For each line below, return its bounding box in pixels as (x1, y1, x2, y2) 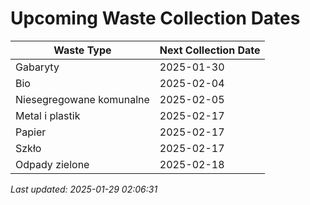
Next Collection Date (159, 43, 261, 57)
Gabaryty (15, 60, 60, 74)
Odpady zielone (15, 157, 90, 171)
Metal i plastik (15, 108, 81, 122)
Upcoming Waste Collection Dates (10, 7, 301, 30)
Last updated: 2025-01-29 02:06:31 (10, 183, 158, 195)
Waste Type (53, 43, 112, 57)
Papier (15, 125, 47, 139)
